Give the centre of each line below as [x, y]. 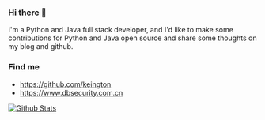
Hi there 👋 [28, 13]
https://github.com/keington [65, 84]
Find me [24, 67]
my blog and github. [41, 47]
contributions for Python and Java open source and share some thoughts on [132, 38]
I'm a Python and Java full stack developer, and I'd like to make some [121, 30]
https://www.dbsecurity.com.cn [71, 92]
